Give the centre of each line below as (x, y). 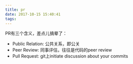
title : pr (15, 10)
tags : (11, 19)
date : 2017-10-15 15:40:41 (33, 14)
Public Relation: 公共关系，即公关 (46, 44)
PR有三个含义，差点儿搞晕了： (36, 33)
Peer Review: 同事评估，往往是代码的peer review (62, 50)
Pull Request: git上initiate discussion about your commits (70, 56)
